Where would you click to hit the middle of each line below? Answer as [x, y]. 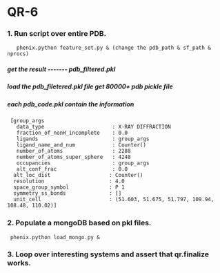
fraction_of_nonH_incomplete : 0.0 [72, 133]
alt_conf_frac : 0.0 [72, 169]
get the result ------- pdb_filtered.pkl [61, 69]
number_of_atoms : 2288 [73, 151]
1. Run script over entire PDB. [57, 34]
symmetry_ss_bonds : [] [68, 194]
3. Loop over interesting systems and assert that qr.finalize [108, 254]
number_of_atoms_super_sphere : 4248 [73, 157]
